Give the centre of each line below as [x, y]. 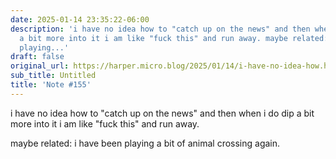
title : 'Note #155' [51, 85]
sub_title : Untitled [53, 76]
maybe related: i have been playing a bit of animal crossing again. [145, 143]
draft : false [37, 57]
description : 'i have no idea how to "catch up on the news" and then [160, 29]
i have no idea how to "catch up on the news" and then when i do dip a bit [162, 113]
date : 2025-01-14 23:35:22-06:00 [80, 19]
